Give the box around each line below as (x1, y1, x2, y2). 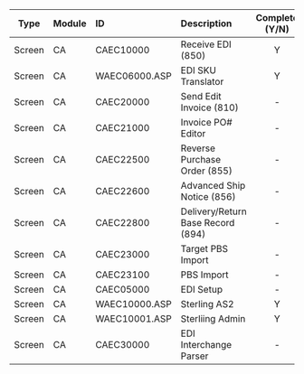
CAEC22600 (94, 185, 150, 197)
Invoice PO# (180, 117, 233, 128)
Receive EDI (180, 38, 233, 51)
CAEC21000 (94, 122, 150, 134)
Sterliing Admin (180, 313, 246, 324)
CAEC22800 (94, 217, 150, 229)
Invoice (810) (180, 101, 239, 114)
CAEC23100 (94, 268, 150, 281)
